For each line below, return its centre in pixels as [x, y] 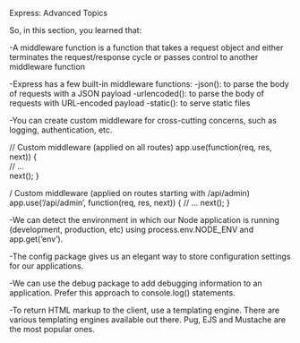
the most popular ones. [52, 329]
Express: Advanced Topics [59, 13]
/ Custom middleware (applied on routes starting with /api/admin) [130, 193]
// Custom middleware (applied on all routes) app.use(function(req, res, [141, 147]
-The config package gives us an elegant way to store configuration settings [150, 256]
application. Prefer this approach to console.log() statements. [122, 293]
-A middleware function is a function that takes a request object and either [146, 47]
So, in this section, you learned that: [76, 30]
